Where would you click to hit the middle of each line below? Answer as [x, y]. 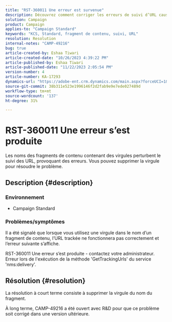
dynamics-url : [20, 82]
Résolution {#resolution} [46, 281]
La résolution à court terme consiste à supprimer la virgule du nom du [79, 293]
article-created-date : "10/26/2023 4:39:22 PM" [57, 58]
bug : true [16, 48]
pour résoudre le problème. [34, 167]
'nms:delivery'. [21, 265]
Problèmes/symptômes [35, 222]
